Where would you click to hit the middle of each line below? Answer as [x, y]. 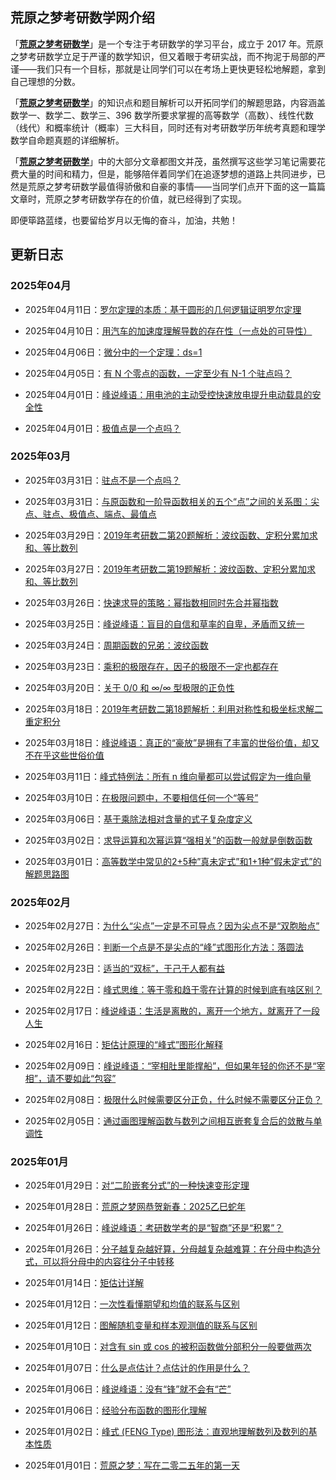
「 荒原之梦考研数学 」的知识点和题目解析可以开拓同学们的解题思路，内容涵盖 [168, 102]
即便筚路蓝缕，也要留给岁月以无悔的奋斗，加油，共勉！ [124, 220]
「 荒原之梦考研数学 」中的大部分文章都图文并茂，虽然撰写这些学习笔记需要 [163, 161]
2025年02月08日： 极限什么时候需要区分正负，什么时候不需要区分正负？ [173, 1100]
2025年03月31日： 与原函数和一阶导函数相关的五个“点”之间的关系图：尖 [172, 501]
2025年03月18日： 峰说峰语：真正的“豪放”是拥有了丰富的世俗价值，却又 [172, 742]
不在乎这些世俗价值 [64, 755]
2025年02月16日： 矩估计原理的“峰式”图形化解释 [124, 1045]
